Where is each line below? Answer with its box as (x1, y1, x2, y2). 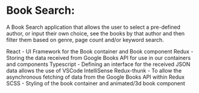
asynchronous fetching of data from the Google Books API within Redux (6, 73, 185, 80)
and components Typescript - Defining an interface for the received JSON (6, 61, 191, 68)
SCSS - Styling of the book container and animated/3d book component (6, 79, 186, 87)
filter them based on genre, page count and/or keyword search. (6, 36, 164, 43)
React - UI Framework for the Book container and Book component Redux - (6, 47, 194, 55)
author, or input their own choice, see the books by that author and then (6, 29, 185, 37)
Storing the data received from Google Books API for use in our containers (6, 54, 191, 61)
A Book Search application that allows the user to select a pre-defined (6, 23, 181, 31)
